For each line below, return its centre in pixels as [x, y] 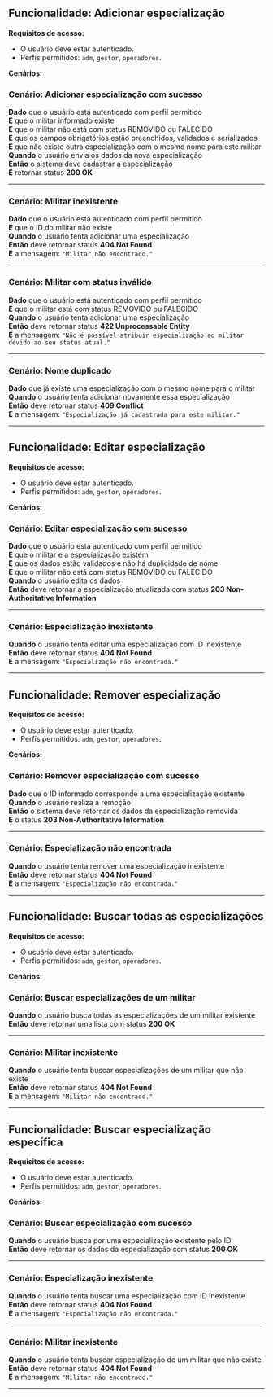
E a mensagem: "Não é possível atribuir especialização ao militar [126, 335]
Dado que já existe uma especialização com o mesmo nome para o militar [132, 388]
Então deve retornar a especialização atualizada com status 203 [117, 589]
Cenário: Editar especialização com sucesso [98, 528]
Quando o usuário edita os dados [65, 580]
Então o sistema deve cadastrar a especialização [91, 164]
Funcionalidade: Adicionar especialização [117, 13]
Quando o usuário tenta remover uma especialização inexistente [117, 865]
